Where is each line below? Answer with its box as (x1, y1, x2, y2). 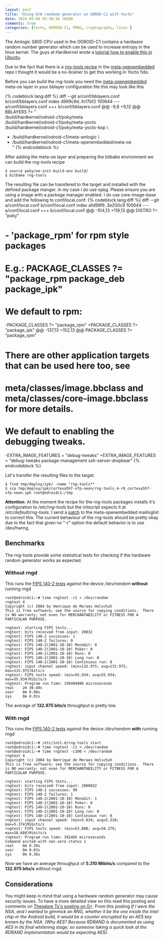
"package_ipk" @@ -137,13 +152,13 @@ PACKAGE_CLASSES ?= (5, 327, 133, 333)
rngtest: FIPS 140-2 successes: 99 (5, 788, 78, 793)
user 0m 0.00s (5, 689, 41, 695)
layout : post (5, 7, 32, 12)
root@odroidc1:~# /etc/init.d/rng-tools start (5, 741, 102, 746)
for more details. (5, 403, 74, 414)
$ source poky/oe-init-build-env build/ (5, 169, 89, 174)
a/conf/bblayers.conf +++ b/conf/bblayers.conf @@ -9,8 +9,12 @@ (5, 104, 141, 110)
